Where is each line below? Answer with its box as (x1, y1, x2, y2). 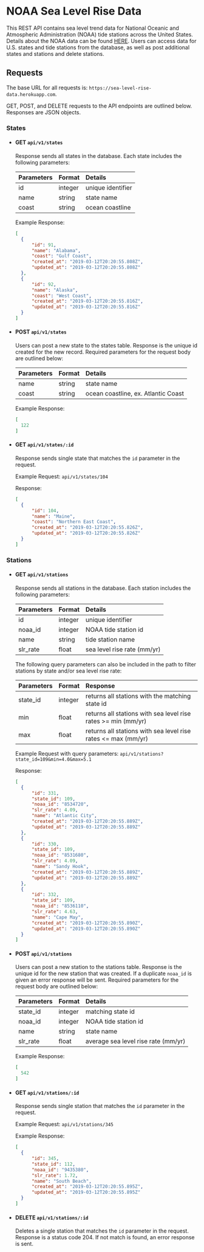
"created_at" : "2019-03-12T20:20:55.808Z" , (31, 259, 144, 265)
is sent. (15, 1240, 33, 1248)
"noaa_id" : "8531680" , (31, 852, 89, 858)
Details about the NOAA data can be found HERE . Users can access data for (6, 37, 197, 44)
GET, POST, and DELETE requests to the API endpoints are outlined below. (6, 102, 192, 109)
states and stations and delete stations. (6, 50, 104, 57)
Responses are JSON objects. (6, 108, 81, 116)
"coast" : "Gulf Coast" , (31, 253, 92, 259)
